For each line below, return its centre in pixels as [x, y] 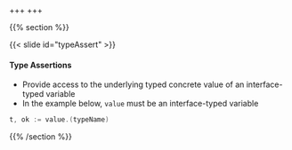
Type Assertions [41, 65]
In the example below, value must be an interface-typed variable [140, 104]
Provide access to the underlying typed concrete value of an [133, 84]
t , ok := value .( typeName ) [59, 120]
